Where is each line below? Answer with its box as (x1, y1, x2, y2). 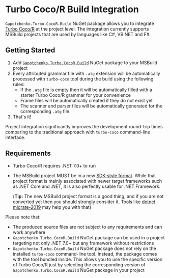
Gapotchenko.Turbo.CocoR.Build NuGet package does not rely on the (12, 245, 156, 252)
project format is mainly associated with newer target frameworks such (12, 178, 162, 184)
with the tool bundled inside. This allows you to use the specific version (12, 256, 163, 262)
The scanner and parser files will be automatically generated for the (20, 103, 163, 109)
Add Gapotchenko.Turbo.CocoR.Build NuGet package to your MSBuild (12, 60, 158, 66)
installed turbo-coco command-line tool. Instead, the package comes (12, 251, 157, 257)
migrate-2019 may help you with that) (12, 204, 92, 210)
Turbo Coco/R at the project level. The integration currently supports (5, 25, 149, 32)
